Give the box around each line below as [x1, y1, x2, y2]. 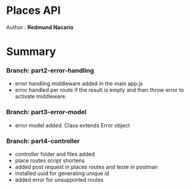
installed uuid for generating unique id [14, 170, 109, 177]
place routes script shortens [14, 157, 85, 164]
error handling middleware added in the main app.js [14, 80, 143, 88]
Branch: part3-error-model [6, 108, 87, 117]
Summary [6, 45, 56, 59]
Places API [6, 4, 61, 18]
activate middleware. [14, 93, 67, 100]
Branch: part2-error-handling [6, 66, 94, 75]
